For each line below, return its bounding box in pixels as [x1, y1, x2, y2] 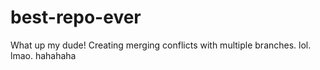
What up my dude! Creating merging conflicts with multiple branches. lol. [10, 39, 312, 51]
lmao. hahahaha [10, 49, 77, 61]
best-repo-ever [10, 6, 142, 29]
